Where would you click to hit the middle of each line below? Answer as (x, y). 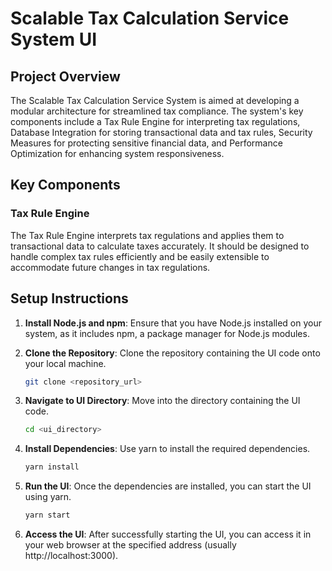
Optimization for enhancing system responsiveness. (117, 153)
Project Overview (65, 76)
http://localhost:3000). (71, 555)
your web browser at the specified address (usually (130, 545)
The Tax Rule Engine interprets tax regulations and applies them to (147, 235)
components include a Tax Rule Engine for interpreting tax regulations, (155, 121)
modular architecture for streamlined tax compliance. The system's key (157, 111)
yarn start (47, 515)
